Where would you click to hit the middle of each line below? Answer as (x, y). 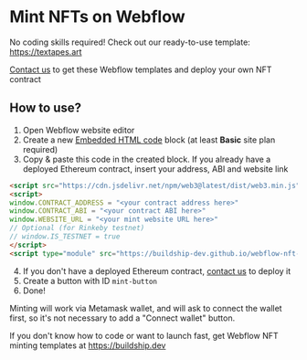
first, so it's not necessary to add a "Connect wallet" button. (122, 318)
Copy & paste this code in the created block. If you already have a (147, 159)
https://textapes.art (46, 51)
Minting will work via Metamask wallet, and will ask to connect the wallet (146, 308)
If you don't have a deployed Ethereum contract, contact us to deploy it (157, 270)
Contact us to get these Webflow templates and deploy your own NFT (141, 69)
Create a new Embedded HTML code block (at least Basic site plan (149, 140)
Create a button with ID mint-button (90, 281)
